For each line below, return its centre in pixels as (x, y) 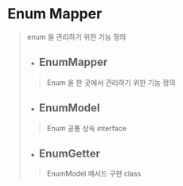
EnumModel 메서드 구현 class (94, 174)
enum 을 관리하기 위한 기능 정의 (76, 37)
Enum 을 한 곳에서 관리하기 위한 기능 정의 (111, 82)
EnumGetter (69, 153)
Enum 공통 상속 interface (86, 128)
